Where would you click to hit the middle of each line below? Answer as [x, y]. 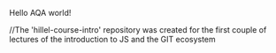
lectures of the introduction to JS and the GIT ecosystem [113, 39]
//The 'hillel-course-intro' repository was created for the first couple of [138, 30]
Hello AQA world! [40, 13]
